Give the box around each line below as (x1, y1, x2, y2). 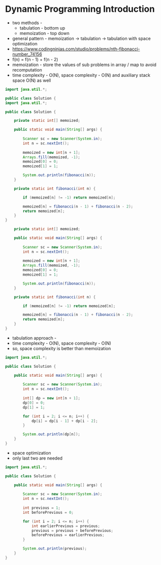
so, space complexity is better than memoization (12, 345, 111, 351)
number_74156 (12, 51, 42, 57)
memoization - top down (19, 30, 70, 36)
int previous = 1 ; (23, 505, 61, 511)
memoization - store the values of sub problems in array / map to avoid (12, 62, 157, 68)
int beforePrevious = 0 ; (23, 510, 74, 515)
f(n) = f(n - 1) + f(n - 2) (12, 56, 58, 62)
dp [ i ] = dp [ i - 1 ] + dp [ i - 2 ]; (31, 418, 98, 424)
